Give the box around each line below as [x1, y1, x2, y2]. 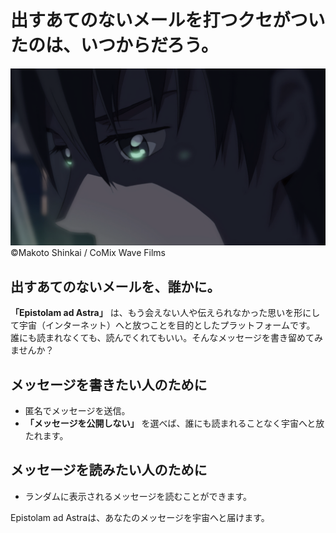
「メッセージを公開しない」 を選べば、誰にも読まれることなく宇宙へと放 [24, 417, 325, 430]
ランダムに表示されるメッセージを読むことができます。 [24, 490, 253, 502]
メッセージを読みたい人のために [10, 462, 208, 479]
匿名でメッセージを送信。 [24, 405, 131, 417]
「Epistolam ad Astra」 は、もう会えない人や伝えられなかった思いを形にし [10, 307, 321, 319]
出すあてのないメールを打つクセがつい [10, 9, 326, 32]
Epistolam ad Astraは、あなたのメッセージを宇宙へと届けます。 [10, 511, 270, 523]
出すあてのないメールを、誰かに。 [10, 278, 221, 295]
